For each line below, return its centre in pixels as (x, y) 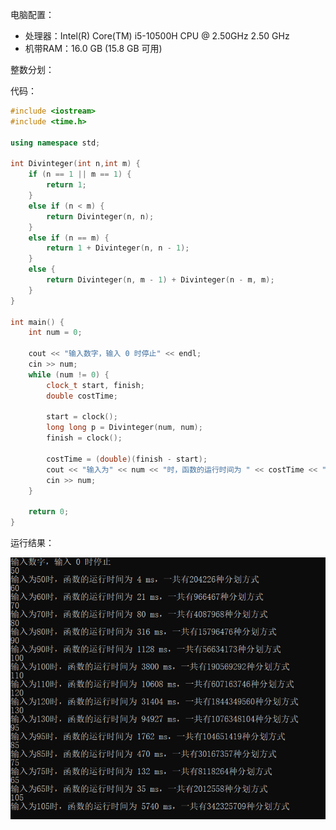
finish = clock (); (84, 438)
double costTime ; (82, 396)
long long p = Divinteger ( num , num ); (124, 428)
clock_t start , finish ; (95, 385)
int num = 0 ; (55, 333)
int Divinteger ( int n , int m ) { (75, 164)
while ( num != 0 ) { (69, 374)
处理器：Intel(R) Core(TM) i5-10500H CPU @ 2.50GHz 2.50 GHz (157, 36)
